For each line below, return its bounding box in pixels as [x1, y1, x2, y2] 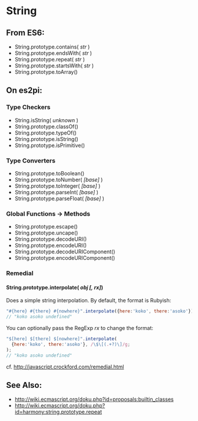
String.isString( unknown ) [14, 116, 78, 123]
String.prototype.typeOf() [14, 129, 77, 136]
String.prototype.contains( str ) [14, 43, 90, 50]
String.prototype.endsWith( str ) [14, 50, 93, 57]
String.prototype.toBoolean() [14, 169, 85, 177]
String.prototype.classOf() [14, 123, 78, 130]
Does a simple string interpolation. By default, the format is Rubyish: [6, 297, 171, 304]
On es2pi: [6, 86, 42, 96]
